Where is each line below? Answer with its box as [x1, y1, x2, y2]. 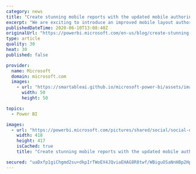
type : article [6, 36, 41, 41]
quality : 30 [6, 41, 35, 47]
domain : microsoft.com [11, 74, 66, 79]
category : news [6, 8, 43, 15]
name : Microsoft [11, 68, 51, 74]
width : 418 [16, 133, 43, 138]
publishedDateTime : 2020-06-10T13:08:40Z [6, 25, 108, 31]
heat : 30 [6, 47, 27, 53]
